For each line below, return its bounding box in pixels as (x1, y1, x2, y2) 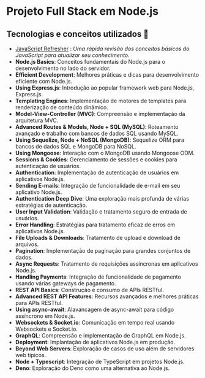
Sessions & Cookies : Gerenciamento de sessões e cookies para (15, 156, 177, 163)
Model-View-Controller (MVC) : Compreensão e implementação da (15, 110, 185, 117)
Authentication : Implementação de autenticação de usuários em (15, 169, 179, 176)
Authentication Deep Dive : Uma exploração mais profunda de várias (15, 195, 190, 202)
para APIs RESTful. (15, 299, 63, 306)
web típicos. (15, 352, 47, 358)
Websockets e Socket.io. (15, 325, 78, 333)
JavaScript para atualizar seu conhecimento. (15, 52, 130, 59)
